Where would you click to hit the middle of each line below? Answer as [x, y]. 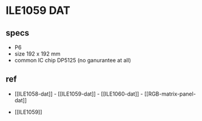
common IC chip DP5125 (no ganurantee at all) [73, 60]
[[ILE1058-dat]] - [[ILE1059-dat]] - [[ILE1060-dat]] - [79, 94]
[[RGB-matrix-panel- [170, 94]
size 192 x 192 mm [38, 54]
